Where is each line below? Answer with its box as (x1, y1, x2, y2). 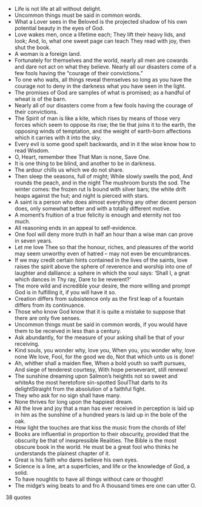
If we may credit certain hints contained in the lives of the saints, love (14, 257, 188, 263)
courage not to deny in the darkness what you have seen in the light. (14, 82, 186, 90)
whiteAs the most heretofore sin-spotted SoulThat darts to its (14, 379, 168, 386)
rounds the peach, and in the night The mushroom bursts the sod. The (14, 179, 190, 186)
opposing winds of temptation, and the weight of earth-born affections (14, 127, 192, 135)
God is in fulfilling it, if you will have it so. (14, 289, 116, 296)
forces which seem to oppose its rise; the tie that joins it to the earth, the (14, 121, 196, 128)
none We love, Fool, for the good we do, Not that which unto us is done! (14, 353, 194, 360)
